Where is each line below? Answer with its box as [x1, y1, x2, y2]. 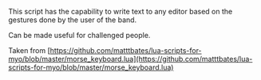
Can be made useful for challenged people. [8, 31, 151, 40]
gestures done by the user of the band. [8, 15, 137, 25]
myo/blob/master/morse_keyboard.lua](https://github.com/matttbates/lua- [8, 55, 253, 63]
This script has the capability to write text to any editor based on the [8, 7, 233, 16]
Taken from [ [8, 46, 50, 55]
